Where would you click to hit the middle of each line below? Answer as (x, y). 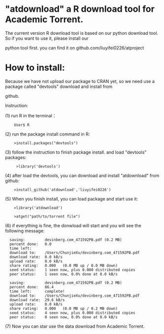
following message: (25, 231)
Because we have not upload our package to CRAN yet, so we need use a (80, 81)
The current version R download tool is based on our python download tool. (82, 33)
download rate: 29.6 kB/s (37, 300)
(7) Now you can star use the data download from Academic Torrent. (75, 326)
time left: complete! (37, 291)
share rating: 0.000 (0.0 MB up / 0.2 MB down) (64, 308)
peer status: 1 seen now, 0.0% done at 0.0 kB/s (64, 274)
